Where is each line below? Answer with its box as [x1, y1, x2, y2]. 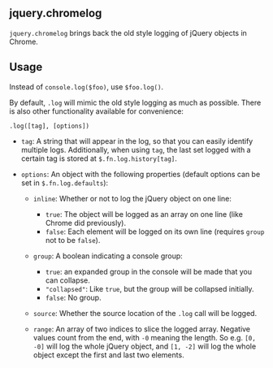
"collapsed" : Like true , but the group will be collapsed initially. [45, 284, 254, 293]
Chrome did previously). [45, 218, 127, 227]
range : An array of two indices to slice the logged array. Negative [32, 324, 251, 334]
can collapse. [45, 275, 90, 285]
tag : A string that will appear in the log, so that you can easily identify [20, 136, 253, 145]
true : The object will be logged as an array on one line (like [45, 209, 243, 219]
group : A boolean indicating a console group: [32, 251, 184, 261]
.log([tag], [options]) [9, 122, 90, 130]
